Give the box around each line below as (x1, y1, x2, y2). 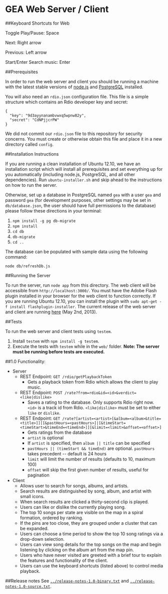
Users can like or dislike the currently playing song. (20, 504, 126, 510)
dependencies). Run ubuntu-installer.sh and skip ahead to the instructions (5, 177, 162, 183)
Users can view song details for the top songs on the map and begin (20, 541, 161, 547)
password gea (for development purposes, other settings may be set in (5, 197, 151, 203)
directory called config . (5, 141, 54, 147)
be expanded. (20, 525, 49, 531)
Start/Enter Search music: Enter (5, 59, 71, 65)
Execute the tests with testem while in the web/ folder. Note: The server (12, 343, 159, 349)
